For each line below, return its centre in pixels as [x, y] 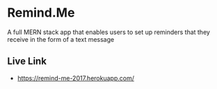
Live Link [27, 62]
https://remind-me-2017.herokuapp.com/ [75, 78]
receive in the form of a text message [61, 39]
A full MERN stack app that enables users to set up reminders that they [109, 32]
